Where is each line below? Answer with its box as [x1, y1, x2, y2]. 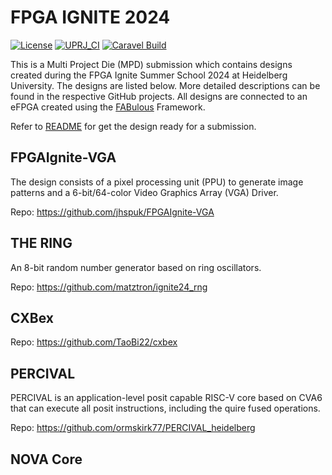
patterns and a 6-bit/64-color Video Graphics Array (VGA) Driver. [10, 186, 279, 198]
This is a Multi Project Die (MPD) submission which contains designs [10, 58, 293, 70]
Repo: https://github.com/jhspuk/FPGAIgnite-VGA [10, 206, 215, 218]
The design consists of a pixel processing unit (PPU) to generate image [10, 176, 304, 188]
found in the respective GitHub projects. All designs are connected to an [10, 90, 308, 102]
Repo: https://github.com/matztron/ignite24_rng [10, 281, 208, 293]
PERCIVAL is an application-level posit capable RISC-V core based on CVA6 [10, 392, 323, 404]
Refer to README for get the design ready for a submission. [10, 120, 257, 132]
